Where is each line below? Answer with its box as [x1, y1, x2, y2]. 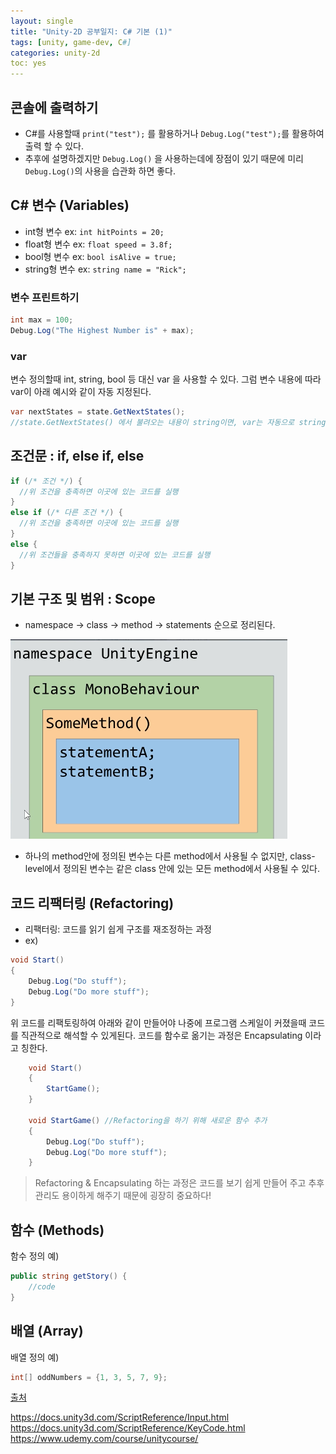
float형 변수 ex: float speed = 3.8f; [24, 238, 173, 250]
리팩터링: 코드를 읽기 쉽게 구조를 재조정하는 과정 [24, 923, 212, 935]
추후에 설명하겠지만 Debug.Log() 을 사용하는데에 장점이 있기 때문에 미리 [24, 152, 304, 164]
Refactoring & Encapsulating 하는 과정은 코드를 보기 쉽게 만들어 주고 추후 [34, 1177, 325, 1189]
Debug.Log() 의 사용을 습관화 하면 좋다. [24, 165, 177, 177]
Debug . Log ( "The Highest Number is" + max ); [10, 325, 195, 335]
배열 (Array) [10, 1323, 84, 1340]
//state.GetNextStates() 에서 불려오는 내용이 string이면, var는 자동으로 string [10, 417, 327, 427]
